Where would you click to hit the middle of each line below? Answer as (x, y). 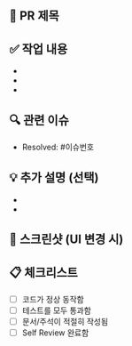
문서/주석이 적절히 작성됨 (65, 322)
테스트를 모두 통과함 (56, 310)
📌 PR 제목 (34, 16)
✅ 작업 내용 (39, 48)
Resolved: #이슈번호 (58, 147)
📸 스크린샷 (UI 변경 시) (66, 240)
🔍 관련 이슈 (39, 120)
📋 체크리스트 (43, 273)
